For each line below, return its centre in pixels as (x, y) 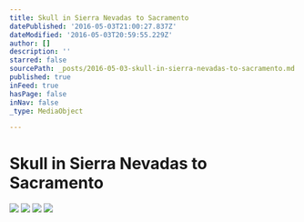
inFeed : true (34, 86)
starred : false (38, 60)
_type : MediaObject (46, 111)
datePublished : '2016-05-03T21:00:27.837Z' (93, 26)
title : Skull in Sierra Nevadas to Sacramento (99, 18)
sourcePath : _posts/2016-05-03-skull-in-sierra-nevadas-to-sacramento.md (152, 69)
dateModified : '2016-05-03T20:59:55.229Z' (91, 35)
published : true (40, 77)
